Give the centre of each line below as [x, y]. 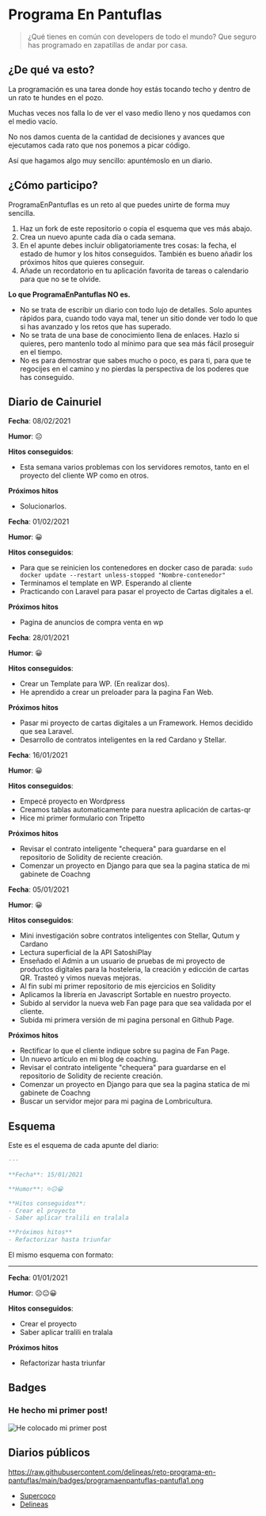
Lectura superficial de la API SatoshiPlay [85, 953]
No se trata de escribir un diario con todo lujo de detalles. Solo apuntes [135, 309]
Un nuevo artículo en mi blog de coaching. [89, 1059]
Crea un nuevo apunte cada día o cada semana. [98, 236]
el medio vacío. [33, 121]
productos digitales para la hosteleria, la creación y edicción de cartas [134, 969]
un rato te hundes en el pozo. [56, 98]
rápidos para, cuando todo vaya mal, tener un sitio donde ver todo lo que [139, 318]
